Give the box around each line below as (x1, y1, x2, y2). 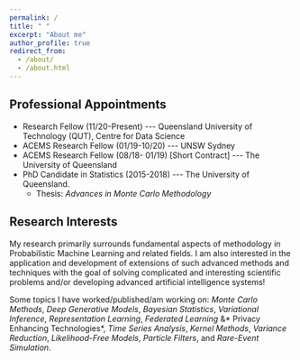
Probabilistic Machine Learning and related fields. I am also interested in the (9, 247, 291, 258)
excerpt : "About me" (9, 30, 87, 39)
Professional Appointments (9, 97, 167, 113)
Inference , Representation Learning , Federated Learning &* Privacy (9, 313, 261, 324)
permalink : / (9, 13, 59, 23)
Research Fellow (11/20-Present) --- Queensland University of (22, 121, 253, 132)
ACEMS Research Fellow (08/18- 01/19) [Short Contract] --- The (22, 150, 260, 161)
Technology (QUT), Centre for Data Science (22, 130, 186, 141)
